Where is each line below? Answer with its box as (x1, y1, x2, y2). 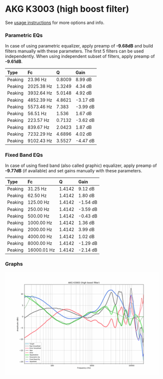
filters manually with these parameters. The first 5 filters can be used (5, 48, 144, 54)
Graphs (5, 261, 23, 267)
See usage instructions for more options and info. (5, 20, 105, 25)
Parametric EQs (5, 32, 43, 39)
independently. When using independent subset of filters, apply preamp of (5, 53, 155, 59)
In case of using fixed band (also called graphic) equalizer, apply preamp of (5, 163, 157, 168)
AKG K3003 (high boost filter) (5, 3, 129, 15)
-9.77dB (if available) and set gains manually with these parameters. (5, 168, 143, 174)
